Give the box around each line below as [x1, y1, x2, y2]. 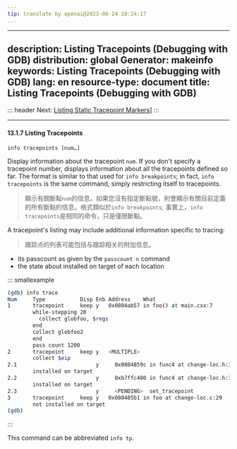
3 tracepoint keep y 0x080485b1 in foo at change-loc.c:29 [7, 394, 222, 401]
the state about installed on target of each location [17, 262, 164, 270]
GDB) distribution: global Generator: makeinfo [7, 54, 214, 66]
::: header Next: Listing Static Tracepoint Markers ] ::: [7, 106, 160, 114]
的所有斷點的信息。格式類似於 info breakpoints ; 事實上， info [24, 203, 203, 211]
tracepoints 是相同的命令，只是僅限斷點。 [24, 211, 147, 220]
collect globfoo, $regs [38, 316, 109, 323]
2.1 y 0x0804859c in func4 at [7, 361, 185, 369]
